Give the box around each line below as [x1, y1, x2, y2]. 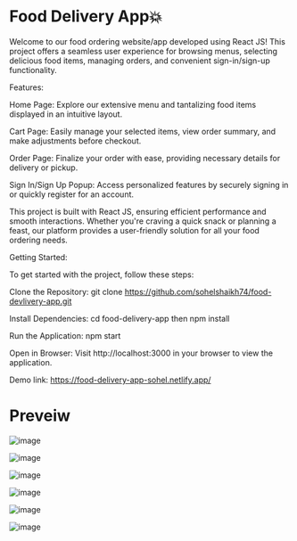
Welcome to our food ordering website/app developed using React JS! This [9, 36, 285, 46]
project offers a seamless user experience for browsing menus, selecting [9, 45, 278, 56]
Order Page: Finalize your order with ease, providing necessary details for [9, 152, 281, 163]
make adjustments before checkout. [9, 135, 142, 146]
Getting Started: [9, 251, 69, 262]
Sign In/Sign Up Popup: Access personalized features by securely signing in [9, 179, 289, 190]
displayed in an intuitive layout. [9, 109, 123, 119]
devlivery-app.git [9, 296, 72, 307]
